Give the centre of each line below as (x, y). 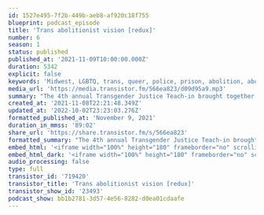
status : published (38, 52)
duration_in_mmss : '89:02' (52, 125)
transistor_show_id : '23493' (56, 191)
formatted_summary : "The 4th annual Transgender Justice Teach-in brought (133, 140)
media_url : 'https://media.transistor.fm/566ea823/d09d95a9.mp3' (117, 89)
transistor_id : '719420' (49, 177)
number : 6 (24, 37)
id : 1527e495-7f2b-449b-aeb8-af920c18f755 (79, 15)
